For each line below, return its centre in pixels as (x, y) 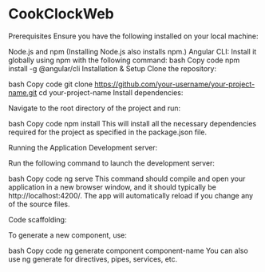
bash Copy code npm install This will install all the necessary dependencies (132, 123)
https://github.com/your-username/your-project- (175, 84)
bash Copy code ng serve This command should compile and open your (127, 178)
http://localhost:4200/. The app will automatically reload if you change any (131, 195)
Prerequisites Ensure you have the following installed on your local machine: (133, 36)
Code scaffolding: (38, 219)
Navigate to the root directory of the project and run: (95, 108)
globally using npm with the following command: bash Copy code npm (124, 60)
